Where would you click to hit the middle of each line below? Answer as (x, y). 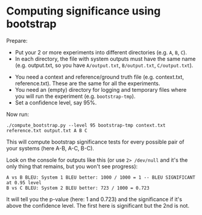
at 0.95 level (24, 182)
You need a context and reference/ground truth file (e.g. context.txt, (99, 77)
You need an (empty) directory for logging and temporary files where (101, 89)
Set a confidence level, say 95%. (56, 102)
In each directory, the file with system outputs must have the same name (105, 59)
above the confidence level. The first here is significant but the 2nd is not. (98, 205)
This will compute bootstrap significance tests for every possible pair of (96, 142)
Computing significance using (84, 11)
